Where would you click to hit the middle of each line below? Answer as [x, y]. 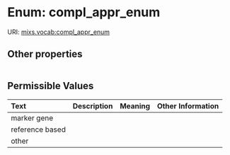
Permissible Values [51, 86]
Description [93, 105]
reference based [38, 130]
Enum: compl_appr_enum [84, 12]
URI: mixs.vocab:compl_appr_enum [59, 32]
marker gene [32, 117]
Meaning [135, 105]
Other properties [45, 54]
